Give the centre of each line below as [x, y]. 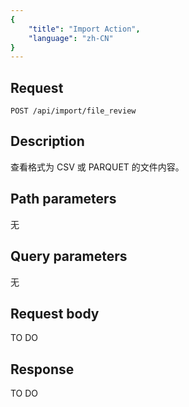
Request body [55, 313]
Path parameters [63, 199]
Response [42, 369]
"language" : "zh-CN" [71, 38]
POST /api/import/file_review [73, 111]
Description [47, 141]
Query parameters [69, 256]
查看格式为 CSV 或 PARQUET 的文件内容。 [97, 167]
